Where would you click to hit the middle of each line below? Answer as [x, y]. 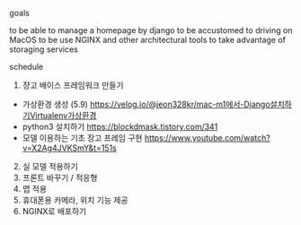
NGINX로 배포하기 [54, 211]
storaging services [44, 49]
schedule [27, 67]
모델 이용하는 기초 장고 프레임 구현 [82, 138]
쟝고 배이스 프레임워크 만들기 [73, 85]
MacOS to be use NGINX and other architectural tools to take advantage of [147, 40]
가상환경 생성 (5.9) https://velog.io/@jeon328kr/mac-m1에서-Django [146, 104]
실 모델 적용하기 [50, 166]
